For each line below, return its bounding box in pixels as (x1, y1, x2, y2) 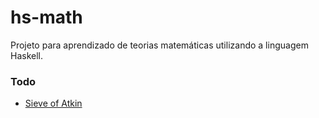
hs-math (10, 6, 83, 29)
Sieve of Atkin (24, 97, 83, 110)
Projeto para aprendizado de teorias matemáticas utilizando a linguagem (10, 39, 309, 51)
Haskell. (10, 49, 44, 61)
